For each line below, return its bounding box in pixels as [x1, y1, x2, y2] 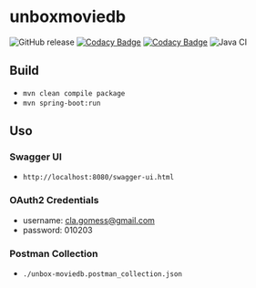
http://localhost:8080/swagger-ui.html [22, 173, 175, 182]
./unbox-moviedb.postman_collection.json [22, 270, 182, 279]
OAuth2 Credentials [9, 194, 99, 207]
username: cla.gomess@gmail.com [22, 214, 155, 225]
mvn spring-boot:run [22, 98, 101, 108]
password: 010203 [22, 224, 93, 235]
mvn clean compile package [22, 88, 126, 98]
